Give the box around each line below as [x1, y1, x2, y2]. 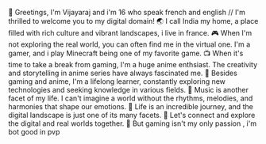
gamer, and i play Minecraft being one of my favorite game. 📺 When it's [8, 48, 244, 58]
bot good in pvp [8, 127, 60, 136]
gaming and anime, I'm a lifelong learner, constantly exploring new [8, 77, 226, 86]
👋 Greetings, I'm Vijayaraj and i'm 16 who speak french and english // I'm [8, 8, 246, 17]
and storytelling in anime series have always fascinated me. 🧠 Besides [8, 68, 238, 78]
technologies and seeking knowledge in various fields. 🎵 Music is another [8, 85, 249, 94]
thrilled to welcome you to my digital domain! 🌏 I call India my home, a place [8, 17, 259, 25]
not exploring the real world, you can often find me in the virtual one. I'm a [8, 40, 251, 49]
